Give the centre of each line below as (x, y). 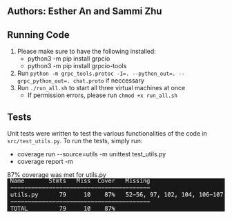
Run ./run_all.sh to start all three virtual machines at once (101, 88)
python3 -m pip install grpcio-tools (77, 66)
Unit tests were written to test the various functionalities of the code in (107, 134)
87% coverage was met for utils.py (57, 175)
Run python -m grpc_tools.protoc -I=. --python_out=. (96, 73)
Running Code (39, 35)
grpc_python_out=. (43, 81)
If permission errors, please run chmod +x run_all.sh (103, 95)
